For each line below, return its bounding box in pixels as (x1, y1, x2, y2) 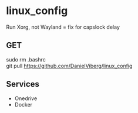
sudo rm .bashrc (6, 56, 46, 63)
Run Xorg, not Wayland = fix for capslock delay (6, 23, 120, 30)
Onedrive (14, 95, 38, 102)
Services (6, 79, 40, 89)
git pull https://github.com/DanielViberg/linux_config (6, 62, 133, 69)
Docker (14, 101, 33, 108)
